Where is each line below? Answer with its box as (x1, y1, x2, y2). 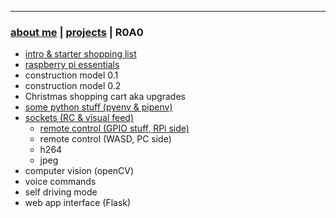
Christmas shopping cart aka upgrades (24, 91, 186, 103)
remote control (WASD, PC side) (39, 133, 172, 145)
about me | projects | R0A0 (10, 25, 144, 39)
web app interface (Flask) (24, 197, 132, 209)
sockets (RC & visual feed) (24, 112, 135, 124)
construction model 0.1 (24, 69, 119, 81)
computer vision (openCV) (24, 165, 135, 177)
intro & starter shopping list (24, 48, 137, 60)
